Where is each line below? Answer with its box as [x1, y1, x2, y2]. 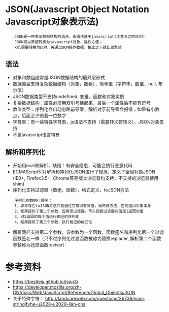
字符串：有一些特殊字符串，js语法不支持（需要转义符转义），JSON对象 [12, 118, 160, 125]
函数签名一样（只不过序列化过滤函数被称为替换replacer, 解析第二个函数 [12, 235, 161, 241]
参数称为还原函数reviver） [12, 241, 67, 247]
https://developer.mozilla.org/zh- [12, 284, 82, 290]
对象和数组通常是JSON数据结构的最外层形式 [12, 74, 106, 80]
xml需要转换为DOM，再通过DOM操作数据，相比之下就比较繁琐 [14, 45, 122, 50]
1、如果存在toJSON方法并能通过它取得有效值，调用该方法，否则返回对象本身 [14, 203, 151, 208]
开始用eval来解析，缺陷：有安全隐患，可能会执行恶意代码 [12, 162, 133, 168]
